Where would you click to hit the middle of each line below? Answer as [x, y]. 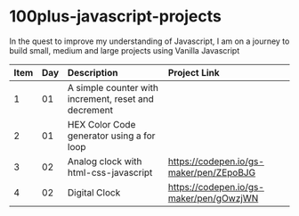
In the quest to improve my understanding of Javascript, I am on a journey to [149, 41]
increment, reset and [110, 98]
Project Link [194, 72]
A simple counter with [113, 87]
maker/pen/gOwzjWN [213, 198]
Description [93, 72]
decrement [90, 110]
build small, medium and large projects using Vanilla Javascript [125, 50]
